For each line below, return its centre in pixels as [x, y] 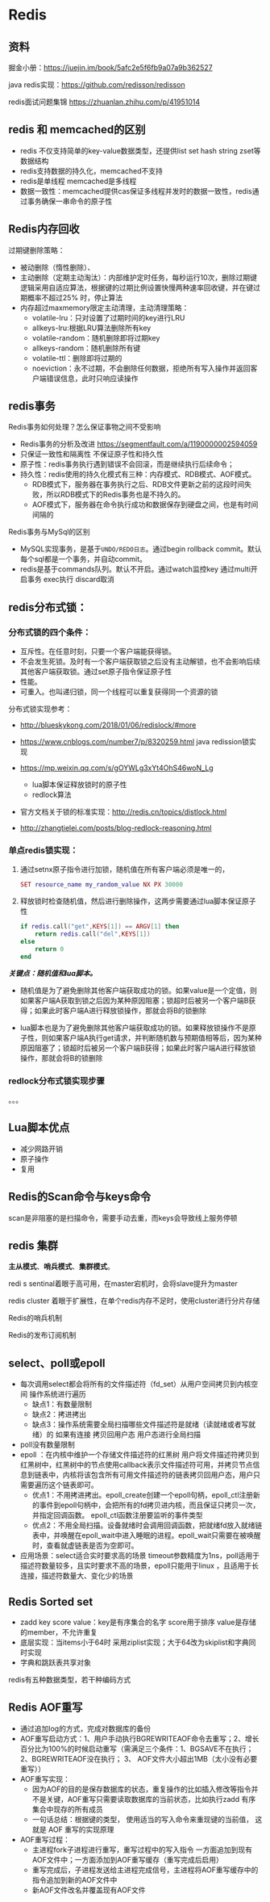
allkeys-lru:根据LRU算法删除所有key [91, 328]
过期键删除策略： [37, 250]
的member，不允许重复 [59, 1632]
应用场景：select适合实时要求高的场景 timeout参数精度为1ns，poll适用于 [140, 1556]
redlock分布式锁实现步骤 [56, 1081]
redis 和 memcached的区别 [77, 130]
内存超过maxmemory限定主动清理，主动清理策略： [104, 308]
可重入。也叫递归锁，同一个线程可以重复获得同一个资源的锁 [119, 692]
